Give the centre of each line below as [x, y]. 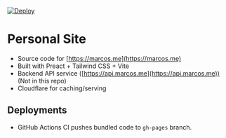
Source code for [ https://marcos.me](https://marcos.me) [99, 58]
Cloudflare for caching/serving [62, 88]
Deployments [37, 110]
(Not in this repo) [42, 81]
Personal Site [47, 39]
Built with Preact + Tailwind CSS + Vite [73, 66]
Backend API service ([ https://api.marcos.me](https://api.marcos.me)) [118, 73]
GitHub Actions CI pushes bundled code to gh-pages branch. [105, 127]
